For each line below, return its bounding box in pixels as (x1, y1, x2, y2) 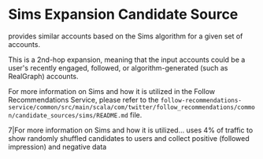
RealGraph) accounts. (8, 71, 79, 81)
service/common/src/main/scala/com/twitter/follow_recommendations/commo (8, 103, 256, 111)
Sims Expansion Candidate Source (8, 5, 239, 23)
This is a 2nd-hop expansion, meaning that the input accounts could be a (8, 55, 246, 64)
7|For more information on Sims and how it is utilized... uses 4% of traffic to (8, 125, 254, 135)
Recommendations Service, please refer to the (8, 95, 159, 104)
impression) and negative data (8, 142, 107, 151)
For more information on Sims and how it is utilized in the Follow (8, 86, 216, 96)
